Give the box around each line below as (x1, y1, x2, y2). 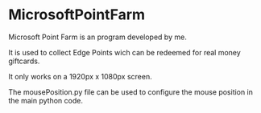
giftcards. (8, 56, 40, 66)
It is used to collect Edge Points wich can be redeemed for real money (8, 47, 242, 57)
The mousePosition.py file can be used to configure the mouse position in (8, 87, 254, 97)
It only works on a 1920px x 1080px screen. (8, 71, 152, 81)
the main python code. (8, 95, 83, 105)
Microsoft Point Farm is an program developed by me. (8, 32, 187, 42)
